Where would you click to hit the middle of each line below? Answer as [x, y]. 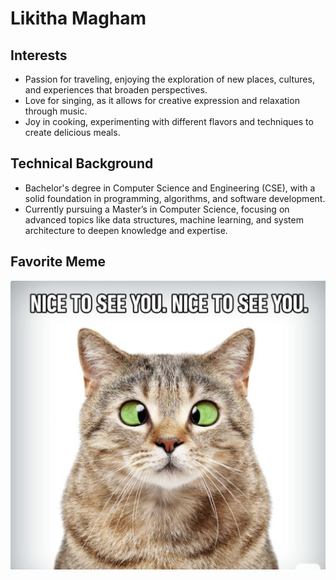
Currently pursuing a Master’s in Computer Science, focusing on [157, 209]
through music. [56, 111]
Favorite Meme [58, 262]
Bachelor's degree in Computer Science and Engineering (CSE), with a [170, 188]
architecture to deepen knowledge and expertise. [126, 230]
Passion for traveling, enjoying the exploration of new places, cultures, [169, 79]
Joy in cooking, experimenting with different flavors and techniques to [169, 121]
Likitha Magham [78, 18]
